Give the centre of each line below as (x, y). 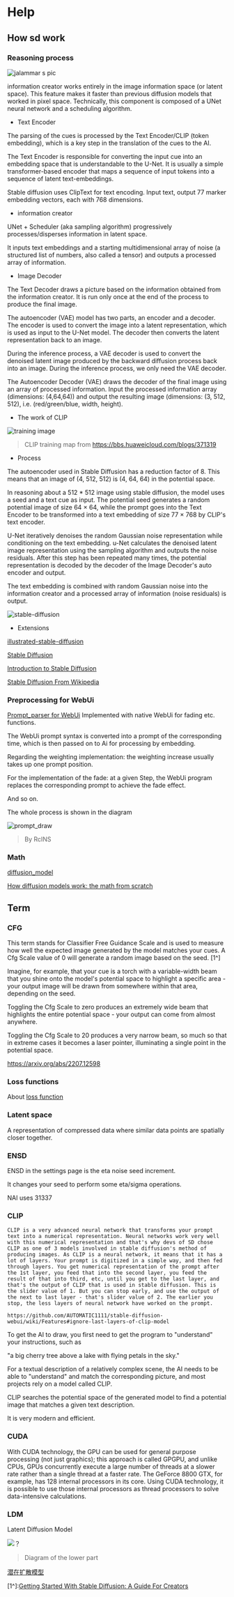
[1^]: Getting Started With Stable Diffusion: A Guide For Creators (98, 1586)
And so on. (23, 799)
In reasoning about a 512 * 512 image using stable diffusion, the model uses (116, 492)
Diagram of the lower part (61, 1557)
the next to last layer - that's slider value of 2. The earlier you (110, 1297)
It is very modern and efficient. (51, 1419)
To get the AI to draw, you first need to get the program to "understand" (110, 1335)
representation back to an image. (55, 339)
